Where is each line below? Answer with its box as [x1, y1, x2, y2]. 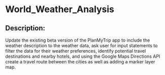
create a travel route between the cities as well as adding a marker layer [5, 59, 155, 64]
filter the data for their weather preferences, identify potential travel [5, 48, 146, 54]
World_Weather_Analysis [5, 4, 115, 15]
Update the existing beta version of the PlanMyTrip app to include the [5, 37, 150, 43]
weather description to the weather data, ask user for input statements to [5, 43, 158, 49]
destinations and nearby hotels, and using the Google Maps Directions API [5, 53, 160, 59]
